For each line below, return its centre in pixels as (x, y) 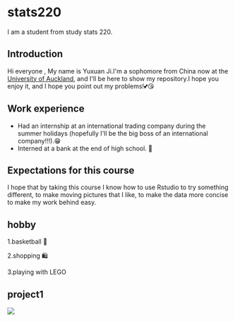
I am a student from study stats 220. (60, 32)
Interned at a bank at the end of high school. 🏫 (85, 148)
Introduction (35, 54)
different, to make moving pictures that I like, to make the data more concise (118, 195)
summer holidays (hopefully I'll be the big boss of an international (113, 133)
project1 (25, 294)
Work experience (46, 109)
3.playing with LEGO (37, 272)
